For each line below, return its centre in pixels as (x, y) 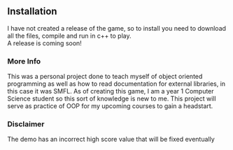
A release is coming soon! (44, 43)
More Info (24, 61)
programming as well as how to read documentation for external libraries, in (116, 84)
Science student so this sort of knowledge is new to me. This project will (112, 99)
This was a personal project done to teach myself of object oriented (105, 77)
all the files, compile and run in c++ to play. (69, 36)
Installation (32, 12)
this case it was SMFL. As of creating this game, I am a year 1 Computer (111, 91)
